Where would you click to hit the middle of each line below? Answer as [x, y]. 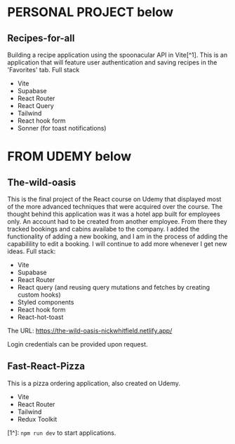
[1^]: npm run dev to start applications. [62, 433]
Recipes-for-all [41, 38]
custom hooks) [39, 295]
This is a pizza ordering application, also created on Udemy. [94, 383]
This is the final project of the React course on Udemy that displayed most [114, 199]
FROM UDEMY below [69, 157]
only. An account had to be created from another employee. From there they [117, 221]
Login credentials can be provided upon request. [78, 344]
